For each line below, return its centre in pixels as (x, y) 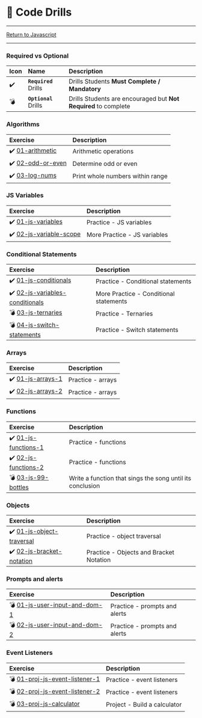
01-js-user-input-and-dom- (60, 605)
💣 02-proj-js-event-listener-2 (55, 691)
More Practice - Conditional (135, 293)
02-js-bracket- (39, 551)
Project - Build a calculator (144, 705)
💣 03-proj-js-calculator (44, 704)
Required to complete (99, 106)
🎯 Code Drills (39, 12)
